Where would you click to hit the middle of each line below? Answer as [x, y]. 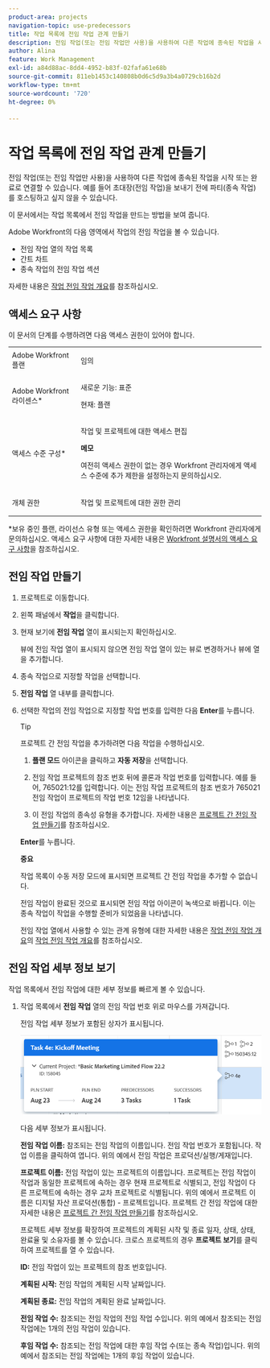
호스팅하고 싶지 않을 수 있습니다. [67, 198]
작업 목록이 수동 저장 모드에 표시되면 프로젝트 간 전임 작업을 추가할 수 [128, 876]
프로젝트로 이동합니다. [55, 597]
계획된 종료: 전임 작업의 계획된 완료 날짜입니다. [93, 1301]
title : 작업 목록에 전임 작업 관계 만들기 [69, 34]
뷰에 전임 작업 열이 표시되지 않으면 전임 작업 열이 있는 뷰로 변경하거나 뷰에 [135, 649]
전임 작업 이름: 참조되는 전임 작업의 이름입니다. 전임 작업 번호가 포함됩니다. [136, 1145]
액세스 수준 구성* [39, 453]
